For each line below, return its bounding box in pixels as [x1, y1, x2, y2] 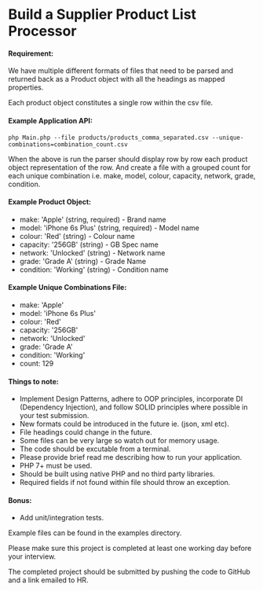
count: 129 [19, 359, 54, 368]
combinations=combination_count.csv [8, 140, 128, 149]
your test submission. [19, 411, 89, 420]
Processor [8, 22, 77, 40]
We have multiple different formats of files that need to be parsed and [8, 66, 234, 75]
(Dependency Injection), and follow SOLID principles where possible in [19, 402, 248, 412]
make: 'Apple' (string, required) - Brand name [19, 215, 166, 224]
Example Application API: [8, 116, 93, 125]
